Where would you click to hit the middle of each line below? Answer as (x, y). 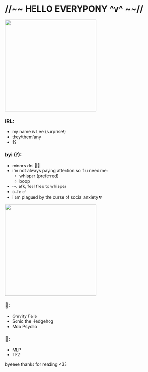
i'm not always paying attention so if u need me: (60, 170)
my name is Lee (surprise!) (39, 132)
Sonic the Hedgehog (33, 321)
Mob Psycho (25, 326)
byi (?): (14, 155)
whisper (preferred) (39, 176)
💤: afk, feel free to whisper (39, 186)
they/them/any (26, 137)
